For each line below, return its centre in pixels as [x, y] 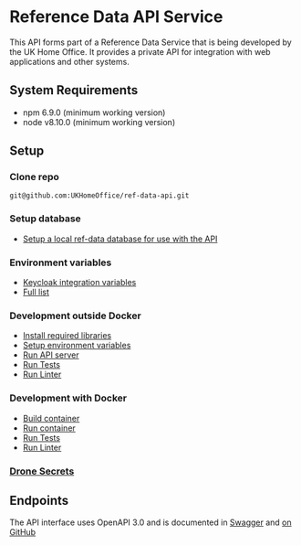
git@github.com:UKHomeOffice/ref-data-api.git [99, 196]
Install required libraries [67, 336]
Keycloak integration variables [79, 283]
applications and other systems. [69, 61]
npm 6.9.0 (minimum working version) [94, 112]
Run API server [51, 355]
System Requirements [74, 90]
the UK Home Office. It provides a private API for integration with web [140, 51]
